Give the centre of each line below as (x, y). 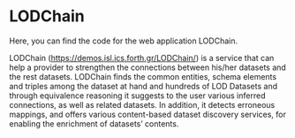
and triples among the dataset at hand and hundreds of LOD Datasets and (144, 86)
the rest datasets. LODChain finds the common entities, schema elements (143, 76)
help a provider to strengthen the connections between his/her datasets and (148, 67)
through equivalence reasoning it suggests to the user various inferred (137, 96)
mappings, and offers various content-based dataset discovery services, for (148, 114)
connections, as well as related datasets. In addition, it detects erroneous (142, 104)
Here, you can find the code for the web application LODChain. (124, 41)
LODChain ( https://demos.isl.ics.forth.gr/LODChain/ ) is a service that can (142, 57)
